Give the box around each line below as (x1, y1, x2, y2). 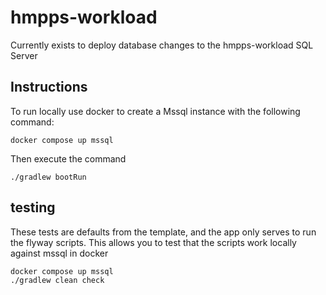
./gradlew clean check (10, 275, 105, 285)
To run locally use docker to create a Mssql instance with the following (10, 105, 301, 117)
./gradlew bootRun (10, 172, 87, 182)
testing (10, 199, 56, 216)
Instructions (10, 79, 88, 96)
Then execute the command (10, 152, 127, 165)
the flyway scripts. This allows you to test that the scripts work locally (10, 236, 297, 248)
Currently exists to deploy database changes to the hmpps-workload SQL (10, 39, 314, 51)
